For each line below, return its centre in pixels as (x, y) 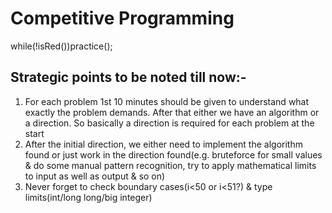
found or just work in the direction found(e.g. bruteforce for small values (173, 154)
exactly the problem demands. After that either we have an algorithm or (172, 112)
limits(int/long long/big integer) (88, 197)
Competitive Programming (122, 18)
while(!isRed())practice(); (61, 46)
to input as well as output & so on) (95, 176)
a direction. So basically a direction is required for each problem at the (169, 123)
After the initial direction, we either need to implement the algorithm (163, 144)
